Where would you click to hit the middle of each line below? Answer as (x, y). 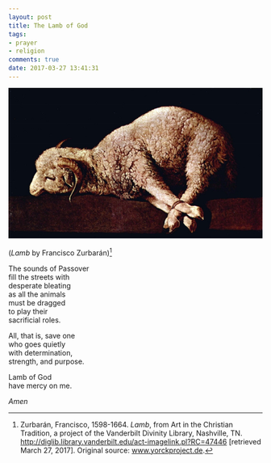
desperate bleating (40, 285)
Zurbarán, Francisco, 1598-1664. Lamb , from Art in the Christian (127, 424)
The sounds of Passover (49, 268)
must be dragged (37, 302)
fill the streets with (39, 277)
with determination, (40, 352)
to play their (28, 311)
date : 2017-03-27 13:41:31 (54, 69)
